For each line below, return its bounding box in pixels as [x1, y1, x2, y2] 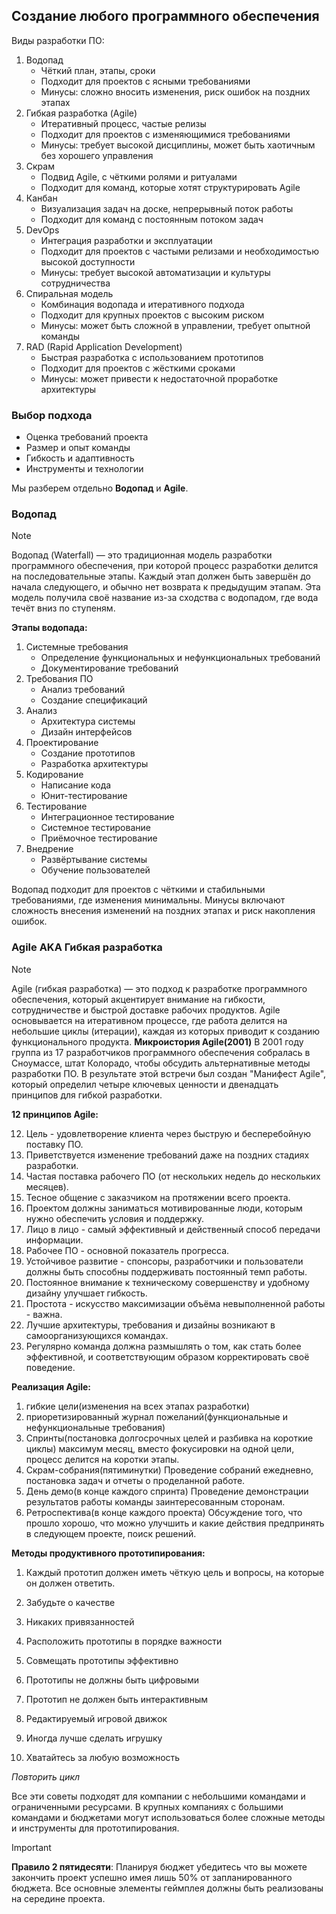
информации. [25, 1234, 84, 1246]
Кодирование [25, 769, 84, 781]
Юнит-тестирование [40, 790, 128, 802]
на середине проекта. [11, 1892, 106, 1904]
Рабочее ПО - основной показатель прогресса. [25, 1244, 230, 1256]
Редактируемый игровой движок [25, 1712, 168, 1724]
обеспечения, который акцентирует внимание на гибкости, [11, 993, 266, 1005]
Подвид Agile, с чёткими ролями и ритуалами [40, 170, 238, 183]
